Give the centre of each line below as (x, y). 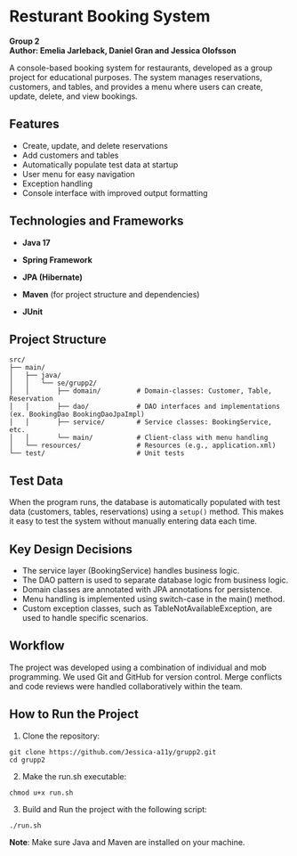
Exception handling (57, 183)
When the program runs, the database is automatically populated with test (145, 502)
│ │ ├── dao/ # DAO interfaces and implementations (144, 407)
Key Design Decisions (71, 549)
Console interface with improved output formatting (115, 192)
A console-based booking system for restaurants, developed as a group (141, 68)
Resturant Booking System (110, 16)
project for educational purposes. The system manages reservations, (136, 77)
